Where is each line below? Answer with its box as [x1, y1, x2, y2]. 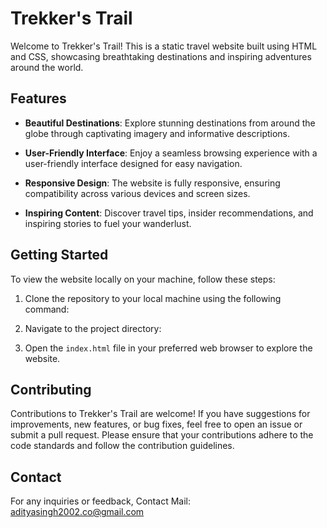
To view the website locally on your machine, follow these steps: [10, 273, 276, 285]
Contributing [10, 381, 92, 398]
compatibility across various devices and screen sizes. [24, 187, 251, 199]
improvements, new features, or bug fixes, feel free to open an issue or [10, 418, 303, 431]
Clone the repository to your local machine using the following [24, 292, 282, 304]
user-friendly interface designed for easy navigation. [24, 157, 243, 169]
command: [24, 303, 70, 315]
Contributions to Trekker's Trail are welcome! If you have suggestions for [10, 408, 311, 420]
